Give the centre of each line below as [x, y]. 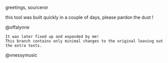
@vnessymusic [21, 55]
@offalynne [17, 27]
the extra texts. [24, 46]
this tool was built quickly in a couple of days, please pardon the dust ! [79, 17]
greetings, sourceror [27, 7]
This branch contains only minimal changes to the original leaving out [84, 41]
